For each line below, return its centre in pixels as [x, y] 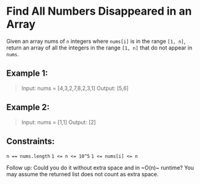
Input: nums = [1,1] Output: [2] [59, 122]
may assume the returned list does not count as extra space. [82, 174]
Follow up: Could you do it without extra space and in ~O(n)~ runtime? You [100, 168]
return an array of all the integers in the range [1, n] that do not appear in [99, 48]
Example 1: [27, 74]
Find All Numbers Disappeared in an [99, 11]
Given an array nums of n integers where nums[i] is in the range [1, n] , [96, 41]
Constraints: [30, 141]
